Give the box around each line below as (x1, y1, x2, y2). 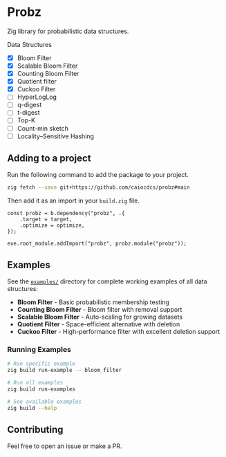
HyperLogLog (17, 93, 57, 101)
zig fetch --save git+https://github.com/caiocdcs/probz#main (7, 184, 190, 191)
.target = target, (19, 216, 73, 223)
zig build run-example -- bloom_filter (7, 367, 122, 374)
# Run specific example (7, 360, 76, 367)
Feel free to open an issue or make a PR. (7, 442, 122, 450)
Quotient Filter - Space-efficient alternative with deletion (17, 320, 180, 328)
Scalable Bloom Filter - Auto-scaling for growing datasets (17, 313, 183, 321)
